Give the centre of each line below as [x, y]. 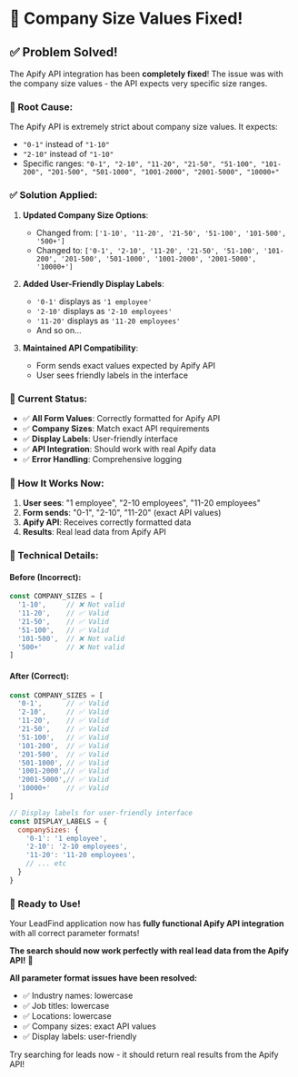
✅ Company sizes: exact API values [89, 1026]
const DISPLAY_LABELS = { [58, 821]
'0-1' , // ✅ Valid [63, 704]
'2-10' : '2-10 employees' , [77, 847]
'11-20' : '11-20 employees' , [81, 855]
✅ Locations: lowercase [67, 1016]
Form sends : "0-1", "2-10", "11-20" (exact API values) [122, 513]
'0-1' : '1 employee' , [66, 838]
